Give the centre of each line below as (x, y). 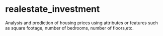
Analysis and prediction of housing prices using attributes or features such (81, 23)
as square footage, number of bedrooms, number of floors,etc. (70, 28)
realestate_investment (53, 9)
